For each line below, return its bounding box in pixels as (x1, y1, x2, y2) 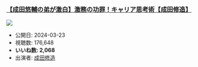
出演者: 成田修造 (14, 54, 56, 62)
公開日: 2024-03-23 (14, 31, 65, 39)
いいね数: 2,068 (14, 46, 56, 54)
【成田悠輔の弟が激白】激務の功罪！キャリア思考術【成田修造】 (6, 5, 192, 13)
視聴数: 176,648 (14, 39, 54, 46)
